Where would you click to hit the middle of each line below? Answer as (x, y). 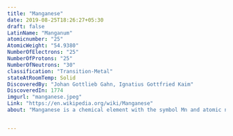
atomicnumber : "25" (35, 39)
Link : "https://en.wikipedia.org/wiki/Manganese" (80, 104)
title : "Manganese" (35, 13)
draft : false (26, 26)
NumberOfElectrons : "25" (43, 52)
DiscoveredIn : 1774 (35, 90)
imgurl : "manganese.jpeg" (44, 97)
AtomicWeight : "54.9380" (43, 46)
